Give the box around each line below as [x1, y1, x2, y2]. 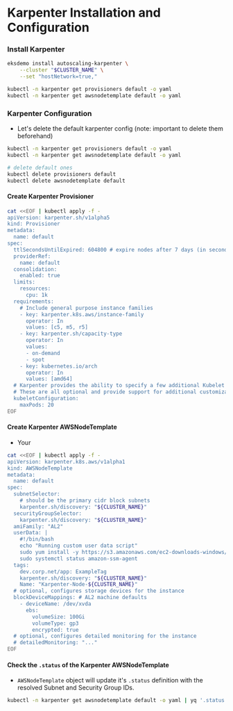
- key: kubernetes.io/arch [19, 363, 98, 370]
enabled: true [19, 272, 60, 279]
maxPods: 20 [19, 401, 54, 408]
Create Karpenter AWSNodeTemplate [7, 423, 118, 432]
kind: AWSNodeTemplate [7, 464, 73, 472]
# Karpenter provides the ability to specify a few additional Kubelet [13, 382, 225, 389]
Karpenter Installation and [7, 5, 161, 21]
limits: [13, 279, 36, 286]
